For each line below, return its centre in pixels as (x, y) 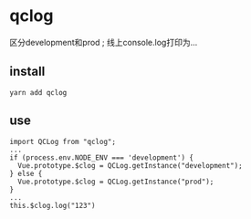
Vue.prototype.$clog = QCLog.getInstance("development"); (131, 165)
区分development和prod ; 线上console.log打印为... (104, 42)
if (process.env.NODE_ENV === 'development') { (102, 157)
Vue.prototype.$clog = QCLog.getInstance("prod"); (116, 182)
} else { (26, 173)
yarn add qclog (38, 92)
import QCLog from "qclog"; (63, 141)
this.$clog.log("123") (52, 205)
